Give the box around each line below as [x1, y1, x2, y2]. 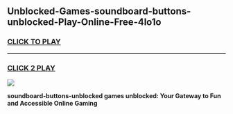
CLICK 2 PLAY [7, 63, 55, 73]
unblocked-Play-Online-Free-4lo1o [7, 17, 162, 28]
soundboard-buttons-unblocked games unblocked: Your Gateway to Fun [7, 91, 221, 99]
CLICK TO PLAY [7, 37, 61, 47]
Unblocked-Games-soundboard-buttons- [7, 6, 191, 17]
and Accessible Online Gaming [7, 99, 98, 107]
